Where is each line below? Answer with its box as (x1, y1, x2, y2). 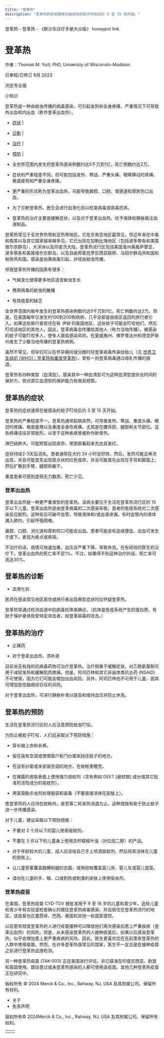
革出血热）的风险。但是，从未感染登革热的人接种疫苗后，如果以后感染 (5, 929, 146, 935)
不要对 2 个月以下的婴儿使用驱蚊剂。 (12, 827, 86, 833)
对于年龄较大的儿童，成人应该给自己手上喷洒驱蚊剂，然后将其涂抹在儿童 (12, 848, 158, 854)
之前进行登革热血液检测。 (5, 948, 57, 954)
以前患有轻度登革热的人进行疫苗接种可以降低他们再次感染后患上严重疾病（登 (5, 923, 159, 929)
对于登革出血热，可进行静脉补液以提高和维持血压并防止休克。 (5, 692, 129, 698)
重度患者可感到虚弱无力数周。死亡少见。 (5, 474, 86, 479)
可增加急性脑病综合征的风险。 (5, 682, 65, 688)
